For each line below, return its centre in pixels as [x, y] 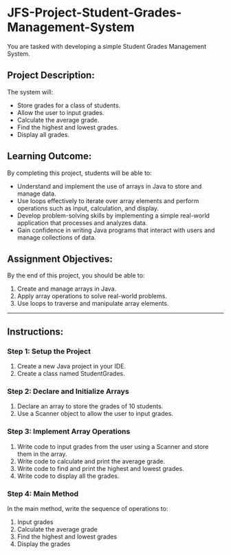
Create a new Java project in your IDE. [71, 366]
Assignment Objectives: [60, 259]
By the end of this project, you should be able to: [76, 275]
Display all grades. [43, 134]
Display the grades [44, 544]
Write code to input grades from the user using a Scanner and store [113, 446]
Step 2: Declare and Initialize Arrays [68, 391]
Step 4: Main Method [43, 494]
